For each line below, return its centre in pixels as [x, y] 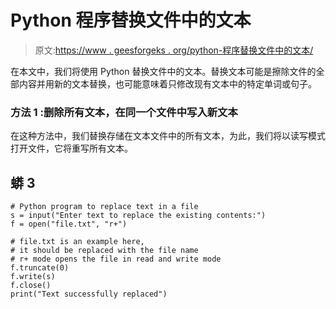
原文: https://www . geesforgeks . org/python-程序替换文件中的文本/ [174, 50]
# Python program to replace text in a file [104, 207]
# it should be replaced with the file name [104, 251]
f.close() [31, 286]
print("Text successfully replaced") [89, 294]
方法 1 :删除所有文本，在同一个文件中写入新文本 [124, 112]
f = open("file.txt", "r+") [69, 224]
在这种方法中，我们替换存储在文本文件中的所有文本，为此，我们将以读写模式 [168, 136]
